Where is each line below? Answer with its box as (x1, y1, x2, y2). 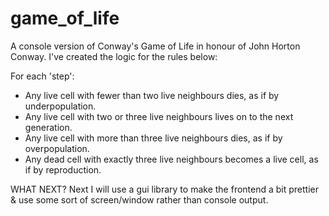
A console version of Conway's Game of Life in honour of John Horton (10, 40, 301, 52)
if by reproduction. (24, 163, 102, 176)
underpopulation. (24, 100, 97, 112)
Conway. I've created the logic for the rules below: (10, 50, 218, 62)
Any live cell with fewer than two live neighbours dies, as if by (24, 89, 280, 101)
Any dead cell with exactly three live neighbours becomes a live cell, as (24, 153, 319, 165)
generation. (24, 121, 73, 133)
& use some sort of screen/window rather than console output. (10, 193, 269, 206)
